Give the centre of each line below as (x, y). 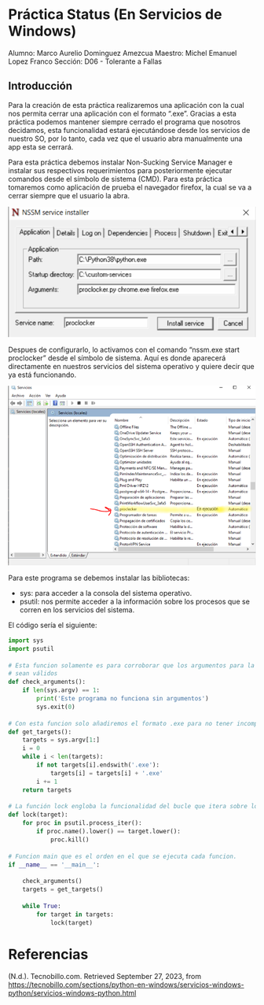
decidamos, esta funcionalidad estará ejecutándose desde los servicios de (129, 130)
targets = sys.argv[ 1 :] (61, 740)
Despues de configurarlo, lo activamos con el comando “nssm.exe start (124, 350)
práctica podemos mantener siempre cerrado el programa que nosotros (125, 122)
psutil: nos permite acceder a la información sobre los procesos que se (134, 601)
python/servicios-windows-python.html (72, 992)
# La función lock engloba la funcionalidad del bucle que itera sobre (128, 807)
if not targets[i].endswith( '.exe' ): (98, 765)
